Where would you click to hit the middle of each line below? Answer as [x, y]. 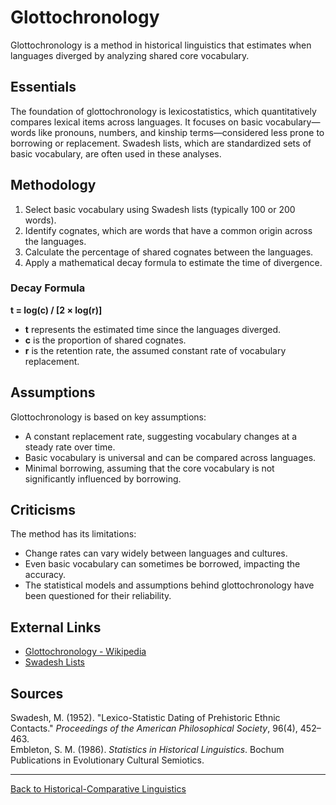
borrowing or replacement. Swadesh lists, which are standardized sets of [161, 143]
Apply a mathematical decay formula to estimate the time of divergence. [173, 262]
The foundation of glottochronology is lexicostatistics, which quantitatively [163, 111]
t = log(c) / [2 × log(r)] [56, 310]
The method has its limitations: [73, 534]
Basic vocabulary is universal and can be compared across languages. [170, 457]
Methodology [53, 185]
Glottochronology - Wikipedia [85, 652]
